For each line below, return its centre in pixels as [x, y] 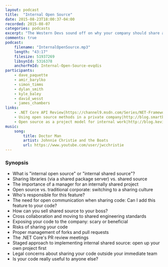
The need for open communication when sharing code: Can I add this [84, 200]
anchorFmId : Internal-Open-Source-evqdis [58, 66]
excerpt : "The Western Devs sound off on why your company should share [82, 33]
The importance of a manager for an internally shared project [75, 184]
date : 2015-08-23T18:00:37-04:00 [40, 19]
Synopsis [17, 163]
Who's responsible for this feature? [48, 195]
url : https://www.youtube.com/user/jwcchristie [73, 145]
